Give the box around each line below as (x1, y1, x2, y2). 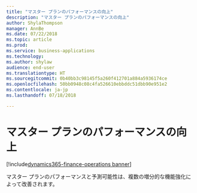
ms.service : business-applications (6, 48, 95, 54)
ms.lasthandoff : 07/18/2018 (6, 92, 77, 98)
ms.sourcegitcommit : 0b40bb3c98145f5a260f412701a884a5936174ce (6, 76, 168, 82)
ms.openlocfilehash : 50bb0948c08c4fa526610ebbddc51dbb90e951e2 (6, 82, 168, 88)
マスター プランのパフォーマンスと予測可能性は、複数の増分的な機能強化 (6, 173, 186, 180)
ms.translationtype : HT (6, 70, 66, 76)
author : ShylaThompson (6, 20, 63, 26)
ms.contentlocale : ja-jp (6, 87, 68, 93)
